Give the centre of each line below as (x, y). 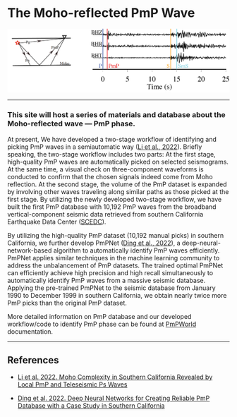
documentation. (30, 331)
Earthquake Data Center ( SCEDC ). (57, 222)
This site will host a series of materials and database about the (116, 115)
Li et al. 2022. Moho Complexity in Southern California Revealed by (115, 377)
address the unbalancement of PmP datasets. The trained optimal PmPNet (115, 265)
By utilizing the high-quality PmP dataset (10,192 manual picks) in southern (116, 235)
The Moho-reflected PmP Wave (101, 13)
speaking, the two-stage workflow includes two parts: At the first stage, (112, 154)
